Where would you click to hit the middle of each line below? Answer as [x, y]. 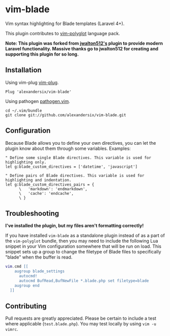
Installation [23, 70]
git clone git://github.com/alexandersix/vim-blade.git [66, 115]
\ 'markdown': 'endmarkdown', [53, 189]
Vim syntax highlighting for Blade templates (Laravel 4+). [65, 23]
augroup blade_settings [40, 271]
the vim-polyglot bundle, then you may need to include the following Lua [82, 241]
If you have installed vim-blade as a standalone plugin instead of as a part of [85, 236]
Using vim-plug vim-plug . [32, 82]
